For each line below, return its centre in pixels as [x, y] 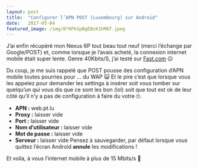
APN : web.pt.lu [34, 108]
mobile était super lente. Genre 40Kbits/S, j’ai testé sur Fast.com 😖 [90, 59]
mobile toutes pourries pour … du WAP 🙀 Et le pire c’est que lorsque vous [98, 77]
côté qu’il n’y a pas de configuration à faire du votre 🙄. [74, 96]
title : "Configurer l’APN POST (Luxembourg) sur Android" [82, 18]
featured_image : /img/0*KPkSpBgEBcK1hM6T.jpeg [66, 29]
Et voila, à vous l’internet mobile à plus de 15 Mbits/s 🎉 [74, 158]
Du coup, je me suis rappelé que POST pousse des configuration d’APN [95, 71]
